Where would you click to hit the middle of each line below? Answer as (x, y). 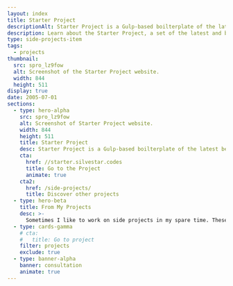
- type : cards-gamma (43, 226)
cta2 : (28, 181)
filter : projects (45, 246)
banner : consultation (51, 265)
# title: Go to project (57, 239)
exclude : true (40, 253)
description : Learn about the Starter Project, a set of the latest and (114, 33)
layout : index (28, 14)
